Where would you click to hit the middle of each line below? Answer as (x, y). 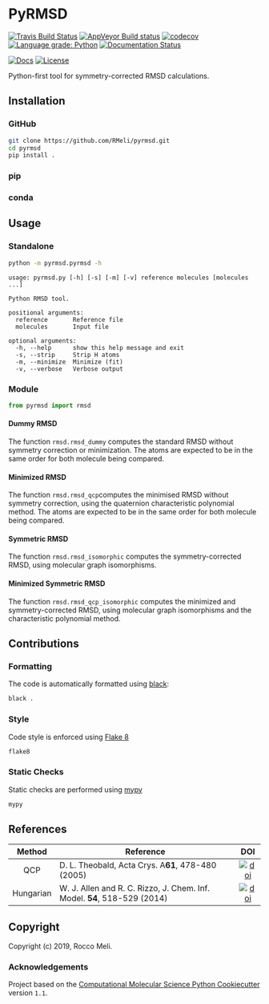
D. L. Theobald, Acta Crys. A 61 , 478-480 (138, 865)
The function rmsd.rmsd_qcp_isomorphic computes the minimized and (122, 601)
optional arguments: (43, 341)
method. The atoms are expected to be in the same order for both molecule (132, 512)
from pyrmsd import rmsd (50, 405)
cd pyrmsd (25, 148)
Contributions (44, 644)
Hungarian (32, 893)
